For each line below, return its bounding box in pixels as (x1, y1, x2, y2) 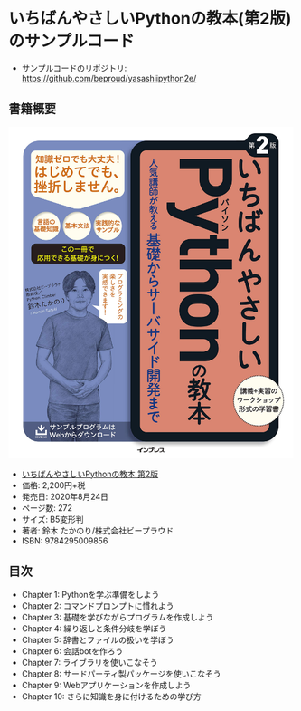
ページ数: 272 (21, 502, 73, 513)
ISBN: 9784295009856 (21, 535, 108, 546)
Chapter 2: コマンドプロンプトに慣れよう (21, 601, 174, 611)
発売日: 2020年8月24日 (21, 491, 109, 502)
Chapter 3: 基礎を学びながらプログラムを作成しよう (21, 612, 214, 623)
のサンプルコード (8, 31, 135, 52)
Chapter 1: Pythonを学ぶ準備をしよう (21, 590, 160, 601)
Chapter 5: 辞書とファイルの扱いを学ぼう (21, 635, 174, 646)
